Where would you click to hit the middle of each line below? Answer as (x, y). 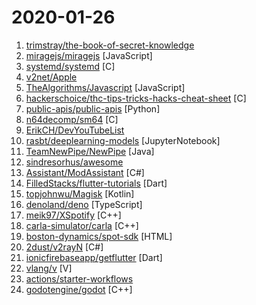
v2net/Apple (51, 77)
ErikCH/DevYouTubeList (75, 130)
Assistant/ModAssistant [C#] (85, 172)
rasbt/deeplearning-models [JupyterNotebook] (123, 140)
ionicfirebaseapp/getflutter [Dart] (94, 257)
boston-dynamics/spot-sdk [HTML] (99, 236)
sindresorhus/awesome (74, 162)
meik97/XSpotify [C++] (73, 215)
